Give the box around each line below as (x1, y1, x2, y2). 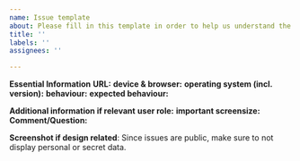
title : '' (9, 30, 47, 38)
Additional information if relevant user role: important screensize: (9, 106, 260, 116)
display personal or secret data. (9, 142, 127, 153)
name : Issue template (9, 13, 91, 22)
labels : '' (9, 38, 50, 47)
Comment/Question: (9, 115, 88, 126)
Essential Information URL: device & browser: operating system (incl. (9, 79, 273, 89)
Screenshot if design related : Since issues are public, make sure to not (9, 132, 274, 143)
